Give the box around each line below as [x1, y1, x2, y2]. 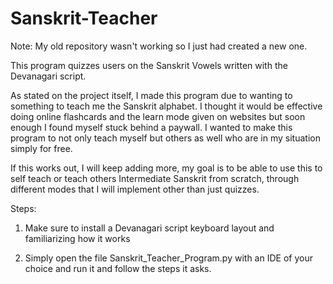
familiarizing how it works [24, 232, 131, 244]
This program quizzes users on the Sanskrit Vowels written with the [10, 59, 288, 71]
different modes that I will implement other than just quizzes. [10, 183, 260, 195]
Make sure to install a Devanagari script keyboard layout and [24, 222, 275, 234]
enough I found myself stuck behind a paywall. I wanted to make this [10, 121, 293, 133]
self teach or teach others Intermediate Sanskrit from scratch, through [10, 172, 300, 184]
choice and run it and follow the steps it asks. [24, 262, 212, 274]
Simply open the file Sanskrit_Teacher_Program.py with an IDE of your [24, 252, 313, 264]
